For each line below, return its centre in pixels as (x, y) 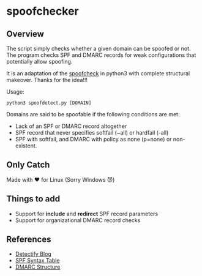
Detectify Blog (33, 254)
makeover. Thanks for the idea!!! (47, 80)
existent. (26, 146)
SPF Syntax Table (37, 261)
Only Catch (28, 165)
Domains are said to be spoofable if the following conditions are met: (93, 114)
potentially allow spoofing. (39, 62)
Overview (25, 34)
